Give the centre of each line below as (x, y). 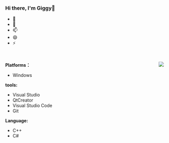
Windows (22, 75)
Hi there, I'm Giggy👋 (30, 8)
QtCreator (23, 100)
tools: (11, 85)
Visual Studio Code (32, 106)
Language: (17, 121)
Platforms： (18, 65)
